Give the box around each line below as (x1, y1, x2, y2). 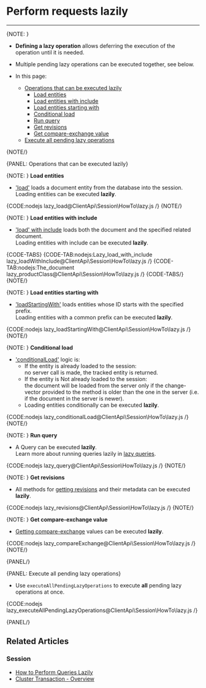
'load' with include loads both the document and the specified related (15, 225, 191, 233)
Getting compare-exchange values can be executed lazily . (15, 527, 164, 535)
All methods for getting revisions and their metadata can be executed (15, 485, 190, 493)
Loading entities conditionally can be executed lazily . (24, 401, 159, 409)
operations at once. (15, 588, 65, 595)
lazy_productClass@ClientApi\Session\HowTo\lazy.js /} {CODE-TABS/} (6, 270, 184, 278)
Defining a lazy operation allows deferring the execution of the (15, 42, 175, 50)
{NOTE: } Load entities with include (6, 214, 97, 221)
